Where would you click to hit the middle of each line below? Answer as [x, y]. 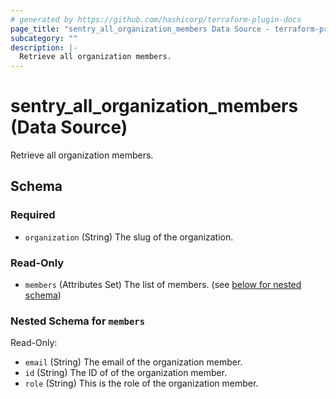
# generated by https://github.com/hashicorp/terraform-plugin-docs [156, 19]
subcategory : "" [44, 38]
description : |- [44, 47]
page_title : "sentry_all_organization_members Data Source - [140, 29]
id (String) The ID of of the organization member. [126, 373]
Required [33, 215]
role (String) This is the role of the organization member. [141, 383]
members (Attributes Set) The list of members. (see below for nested [163, 285]
